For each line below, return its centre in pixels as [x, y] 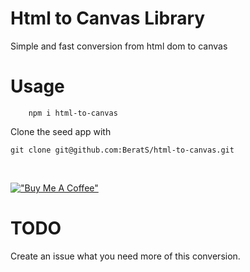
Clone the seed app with [61, 131]
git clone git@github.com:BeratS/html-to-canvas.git [122, 150]
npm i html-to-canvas [73, 113]
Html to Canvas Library [108, 18]
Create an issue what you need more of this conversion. [125, 256]
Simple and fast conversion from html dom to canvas [119, 46]
